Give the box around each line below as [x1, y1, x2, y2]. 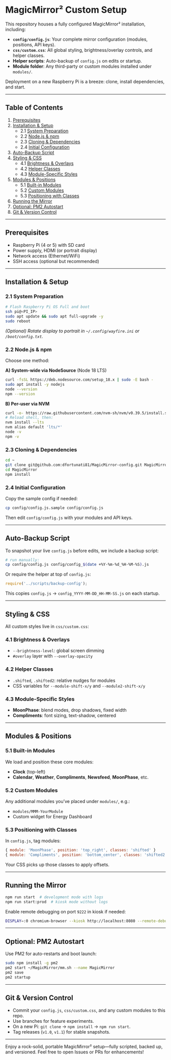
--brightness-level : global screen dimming [12, 648, 104, 654]
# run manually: [5, 557, 40, 562]
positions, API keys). [12, 41, 56, 47]
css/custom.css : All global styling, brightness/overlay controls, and [12, 47, 153, 53]
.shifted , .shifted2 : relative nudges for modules [12, 677, 116, 683]
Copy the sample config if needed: [5, 495, 78, 501]
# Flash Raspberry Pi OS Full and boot [5, 304, 90, 309]
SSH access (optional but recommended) [12, 258, 99, 264]
